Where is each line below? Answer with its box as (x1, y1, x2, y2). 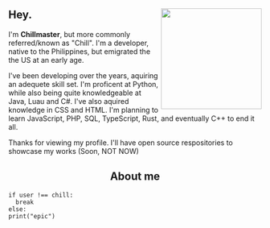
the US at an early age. (8, 55, 84, 64)
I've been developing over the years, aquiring (8, 70, 158, 81)
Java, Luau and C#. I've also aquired (8, 96, 129, 106)
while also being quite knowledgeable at (8, 88, 142, 97)
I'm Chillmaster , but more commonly (8, 29, 131, 39)
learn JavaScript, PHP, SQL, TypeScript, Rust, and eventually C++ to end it (8, 114, 255, 123)
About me (109, 170, 161, 184)
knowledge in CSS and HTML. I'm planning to (8, 105, 159, 114)
